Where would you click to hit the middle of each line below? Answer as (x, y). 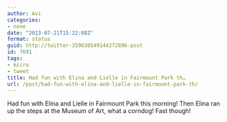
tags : (15, 59)
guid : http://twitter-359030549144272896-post (75, 45)
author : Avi (24, 13)
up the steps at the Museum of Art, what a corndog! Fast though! (99, 111)
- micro (18, 65)
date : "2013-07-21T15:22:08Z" (51, 33)
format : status (29, 39)
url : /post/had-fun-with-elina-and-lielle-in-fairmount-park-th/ (102, 84)
